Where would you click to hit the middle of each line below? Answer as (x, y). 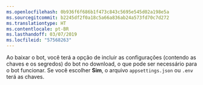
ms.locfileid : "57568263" (39, 40)
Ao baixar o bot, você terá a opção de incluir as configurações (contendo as (101, 57)
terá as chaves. (25, 77)
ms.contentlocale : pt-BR (38, 29)
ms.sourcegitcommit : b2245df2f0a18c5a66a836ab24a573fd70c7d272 (88, 18)
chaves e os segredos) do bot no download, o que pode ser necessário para (102, 64)
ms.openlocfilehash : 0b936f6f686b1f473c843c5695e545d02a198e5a (88, 12)
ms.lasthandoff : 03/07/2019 (42, 35)
